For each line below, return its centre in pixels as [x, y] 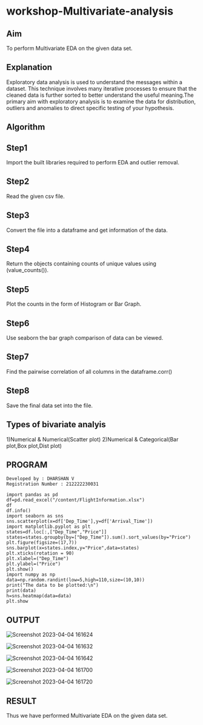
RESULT [22, 701]
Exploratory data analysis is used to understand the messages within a [95, 82]
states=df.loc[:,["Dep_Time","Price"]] [57, 532]
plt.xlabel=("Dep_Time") [38, 559]
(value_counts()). [28, 270]
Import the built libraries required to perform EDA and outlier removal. [93, 163]
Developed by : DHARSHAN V [40, 479]
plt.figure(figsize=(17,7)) [42, 543]
